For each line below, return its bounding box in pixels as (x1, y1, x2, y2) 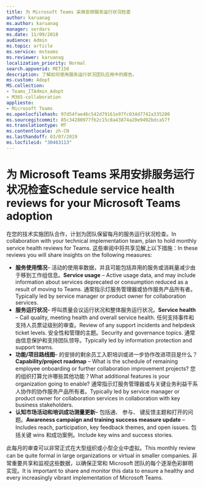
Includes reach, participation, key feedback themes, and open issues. (15, 424, 190, 431)
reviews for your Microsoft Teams (6, 196, 181, 210)
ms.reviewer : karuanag (6, 54, 64, 60)
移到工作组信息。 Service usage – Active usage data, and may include (20, 271, 196, 278)
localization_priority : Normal (6, 60, 86, 66)
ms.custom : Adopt (6, 77, 51, 83)
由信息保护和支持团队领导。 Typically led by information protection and (15, 336, 192, 344)
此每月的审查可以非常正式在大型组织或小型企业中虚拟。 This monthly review (6, 444, 196, 452)
